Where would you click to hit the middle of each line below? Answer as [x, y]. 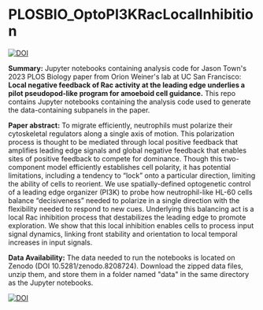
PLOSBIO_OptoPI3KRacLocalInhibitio [131, 15]
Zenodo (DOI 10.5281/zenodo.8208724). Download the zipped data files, [126, 266]
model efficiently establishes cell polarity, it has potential [139, 167]
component [27, 167]
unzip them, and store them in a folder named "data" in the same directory [129, 274]
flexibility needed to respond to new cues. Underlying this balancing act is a [131, 209]
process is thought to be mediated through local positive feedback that [123, 142]
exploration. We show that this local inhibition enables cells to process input [131, 225]
